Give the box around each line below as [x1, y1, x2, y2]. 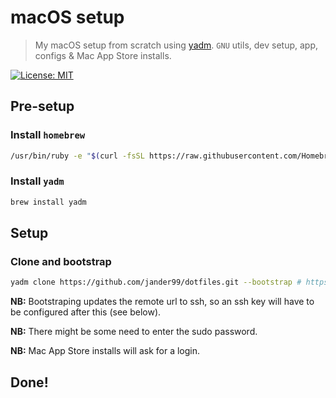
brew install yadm [10, 197, 87, 207]
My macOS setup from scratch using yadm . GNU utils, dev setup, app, [34, 39, 319, 51]
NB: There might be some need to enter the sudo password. [10, 326, 258, 338]
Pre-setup [10, 98, 75, 115]
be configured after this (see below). [10, 306, 162, 318]
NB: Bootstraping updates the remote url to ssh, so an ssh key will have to [10, 296, 315, 308]
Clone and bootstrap [10, 254, 112, 268]
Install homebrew [10, 128, 86, 142]
